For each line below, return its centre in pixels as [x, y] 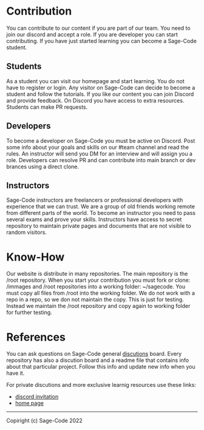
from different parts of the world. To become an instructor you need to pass [101, 213]
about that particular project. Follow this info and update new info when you [101, 367]
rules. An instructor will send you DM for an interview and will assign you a [100, 154]
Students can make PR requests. [47, 107]
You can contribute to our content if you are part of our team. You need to [98, 28]
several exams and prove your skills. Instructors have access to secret [94, 219]
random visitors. [27, 233]
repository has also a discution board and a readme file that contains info [98, 360]
